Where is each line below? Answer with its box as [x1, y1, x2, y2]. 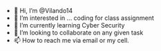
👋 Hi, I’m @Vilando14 [13, 7, 73, 14]
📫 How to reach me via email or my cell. [13, 37, 129, 44]
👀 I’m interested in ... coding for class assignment [13, 14, 154, 22]
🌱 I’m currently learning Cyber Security [13, 21, 125, 29]
